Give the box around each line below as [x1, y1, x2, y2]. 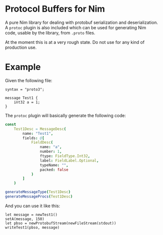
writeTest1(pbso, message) [5, 225, 60, 230]
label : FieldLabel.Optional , [39, 158, 99, 163]
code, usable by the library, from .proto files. [5, 30, 96, 36]
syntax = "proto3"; [5, 87, 45, 92]
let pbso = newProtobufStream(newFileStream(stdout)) [5, 220, 117, 226]
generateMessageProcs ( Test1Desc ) [5, 194, 73, 199]
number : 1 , [39, 149, 62, 154]
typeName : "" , [39, 163, 69, 167]
